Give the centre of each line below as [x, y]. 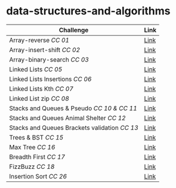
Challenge [74, 30]
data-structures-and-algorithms [89, 11]
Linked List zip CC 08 [39, 98]
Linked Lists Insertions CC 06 [50, 79]
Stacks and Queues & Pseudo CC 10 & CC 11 [73, 108]
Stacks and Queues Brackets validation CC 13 [74, 128]
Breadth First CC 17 [37, 157]
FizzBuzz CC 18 [32, 166]
